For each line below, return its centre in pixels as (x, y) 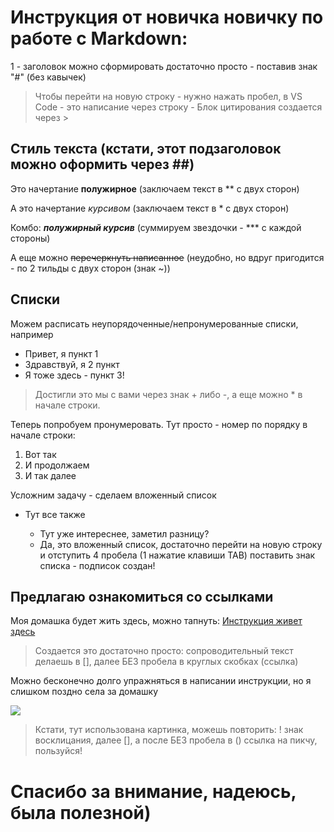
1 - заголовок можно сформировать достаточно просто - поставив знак (164, 66)
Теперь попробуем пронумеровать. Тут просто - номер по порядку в (159, 424)
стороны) (30, 238)
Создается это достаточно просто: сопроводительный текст (164, 651)
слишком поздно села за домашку (84, 692)
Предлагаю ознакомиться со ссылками (142, 596)
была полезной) (81, 812)
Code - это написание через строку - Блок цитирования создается (178, 107)
